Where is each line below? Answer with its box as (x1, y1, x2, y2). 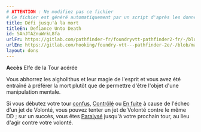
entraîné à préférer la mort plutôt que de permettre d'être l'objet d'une (6, 82, 179, 89)
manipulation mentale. (6, 88, 61, 96)
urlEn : (6, 42, 23, 48)
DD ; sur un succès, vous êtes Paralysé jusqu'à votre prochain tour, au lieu (6, 112, 190, 119)
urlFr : (6, 36, 23, 42)
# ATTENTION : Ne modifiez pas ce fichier (6, 8, 114, 15)
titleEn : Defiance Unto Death (6, 25, 82, 32)
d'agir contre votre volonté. (6, 119, 74, 126)
